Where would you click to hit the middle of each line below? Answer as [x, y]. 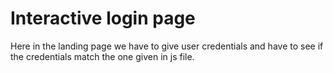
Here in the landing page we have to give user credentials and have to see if [167, 46]
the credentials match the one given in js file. [102, 56]
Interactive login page [103, 18]
